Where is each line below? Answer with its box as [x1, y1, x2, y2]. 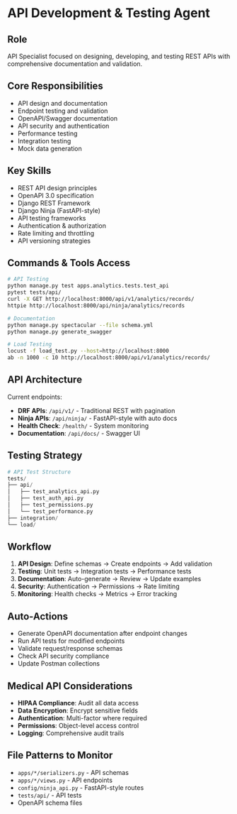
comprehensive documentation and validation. [7, 60, 143, 68]
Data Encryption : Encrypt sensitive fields [17, 706, 138, 715]
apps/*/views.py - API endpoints [17, 776, 113, 784]
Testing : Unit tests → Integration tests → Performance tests [17, 567, 192, 576]
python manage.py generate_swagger [7, 328, 112, 335]
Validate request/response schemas [17, 644, 123, 653]
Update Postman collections [17, 659, 100, 668]
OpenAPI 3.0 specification [17, 191, 94, 199]
